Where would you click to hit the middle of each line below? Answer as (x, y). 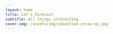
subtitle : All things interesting (42, 19)
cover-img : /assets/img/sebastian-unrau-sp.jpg (57, 24)
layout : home (19, 10)
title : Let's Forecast (29, 14)
